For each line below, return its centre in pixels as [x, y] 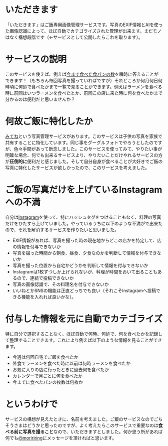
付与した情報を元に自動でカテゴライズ [84, 319]
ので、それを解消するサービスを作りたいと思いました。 [62, 230]
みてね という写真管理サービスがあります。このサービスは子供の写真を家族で [84, 136]
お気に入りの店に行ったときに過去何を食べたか [60, 369]
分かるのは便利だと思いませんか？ [40, 99]
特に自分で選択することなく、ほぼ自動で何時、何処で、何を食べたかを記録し [84, 334]
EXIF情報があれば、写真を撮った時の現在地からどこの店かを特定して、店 [87, 240]
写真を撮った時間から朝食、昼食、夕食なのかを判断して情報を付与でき [85, 253]
